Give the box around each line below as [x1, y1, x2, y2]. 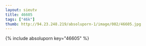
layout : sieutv [5, 7, 37, 13]
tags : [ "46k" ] [5, 17, 35, 22]
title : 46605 [5, 12, 33, 17]
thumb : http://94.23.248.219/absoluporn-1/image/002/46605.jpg [5, 21, 141, 27]
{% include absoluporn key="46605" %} [5, 35, 89, 41]
